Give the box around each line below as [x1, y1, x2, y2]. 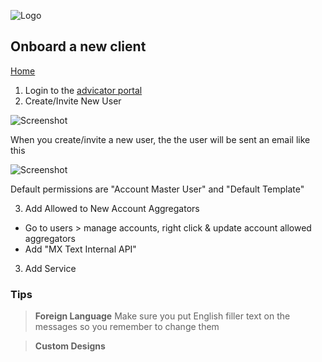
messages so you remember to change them [34, 321, 220, 333]
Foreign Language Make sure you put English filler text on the [34, 310, 291, 322]
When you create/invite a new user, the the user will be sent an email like [10, 133, 311, 145]
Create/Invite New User [24, 95, 122, 107]
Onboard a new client [10, 38, 147, 55]
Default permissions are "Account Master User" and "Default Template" [10, 183, 305, 195]
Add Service [24, 262, 77, 274]
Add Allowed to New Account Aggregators [24, 202, 200, 214]
